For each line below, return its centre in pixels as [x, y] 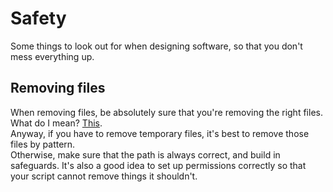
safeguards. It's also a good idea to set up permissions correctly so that [158, 165]
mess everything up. [52, 56]
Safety [38, 18]
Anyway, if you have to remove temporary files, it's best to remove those [160, 133]
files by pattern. [43, 144]
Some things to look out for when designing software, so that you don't [156, 46]
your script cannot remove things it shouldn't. [104, 176]
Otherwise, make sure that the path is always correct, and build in [145, 154]
